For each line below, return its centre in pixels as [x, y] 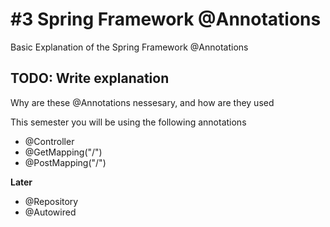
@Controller [49, 141]
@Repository [51, 201]
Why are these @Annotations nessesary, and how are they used [142, 102]
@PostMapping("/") [65, 162]
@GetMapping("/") [63, 152]
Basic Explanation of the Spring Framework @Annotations [129, 47]
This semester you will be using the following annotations [128, 122]
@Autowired [50, 212]
